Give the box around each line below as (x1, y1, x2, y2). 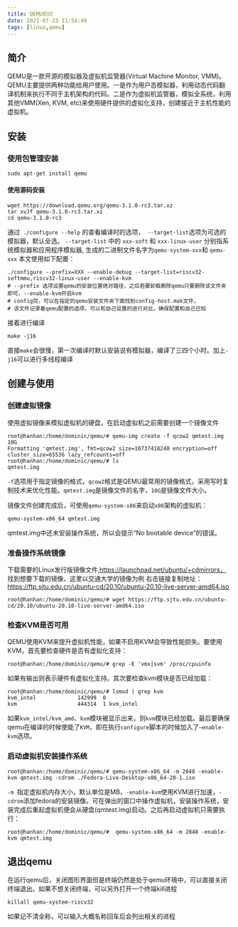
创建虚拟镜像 (7, 401, 52, 411)
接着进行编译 (7, 318, 45, 327)
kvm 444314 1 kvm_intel (7, 701, 139, 708)
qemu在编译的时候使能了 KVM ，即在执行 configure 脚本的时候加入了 (7, 723, 200, 732)
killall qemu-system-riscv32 (7, 899, 94, 906)
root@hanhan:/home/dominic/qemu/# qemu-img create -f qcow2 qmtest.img (7, 432, 224, 439)
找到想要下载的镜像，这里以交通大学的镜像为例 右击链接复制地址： (7, 574, 202, 583)
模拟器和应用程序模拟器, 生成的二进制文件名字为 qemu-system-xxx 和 (13, 246, 208, 254)
